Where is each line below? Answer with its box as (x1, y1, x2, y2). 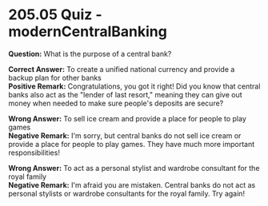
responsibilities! (8, 148, 60, 157)
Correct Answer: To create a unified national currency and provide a (8, 64, 235, 73)
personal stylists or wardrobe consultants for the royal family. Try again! (8, 188, 246, 198)
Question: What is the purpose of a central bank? (8, 49, 172, 58)
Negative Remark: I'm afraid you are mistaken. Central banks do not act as (8, 180, 256, 189)
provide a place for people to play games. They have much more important (8, 139, 255, 149)
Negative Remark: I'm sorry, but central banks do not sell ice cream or (8, 130, 242, 141)
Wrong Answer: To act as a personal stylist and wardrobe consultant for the (8, 163, 260, 172)
